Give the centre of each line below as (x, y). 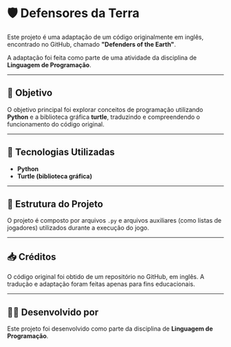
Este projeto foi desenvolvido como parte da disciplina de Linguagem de (110, 328)
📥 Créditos (32, 257)
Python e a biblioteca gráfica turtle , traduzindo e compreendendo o (104, 117)
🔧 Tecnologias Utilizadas (61, 152)
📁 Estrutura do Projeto (55, 204)
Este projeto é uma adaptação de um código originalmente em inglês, (106, 37)
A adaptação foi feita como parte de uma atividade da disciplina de (102, 57)
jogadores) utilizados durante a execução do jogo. (78, 228)
